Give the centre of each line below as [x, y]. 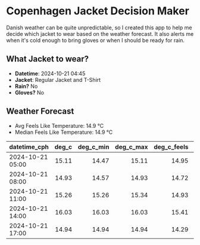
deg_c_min [93, 146]
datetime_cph [29, 146]
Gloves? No [29, 92]
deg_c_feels [171, 146]
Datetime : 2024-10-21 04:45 [50, 73]
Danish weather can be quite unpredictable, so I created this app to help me [99, 27]
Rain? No [26, 86]
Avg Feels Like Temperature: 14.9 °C [59, 125]
